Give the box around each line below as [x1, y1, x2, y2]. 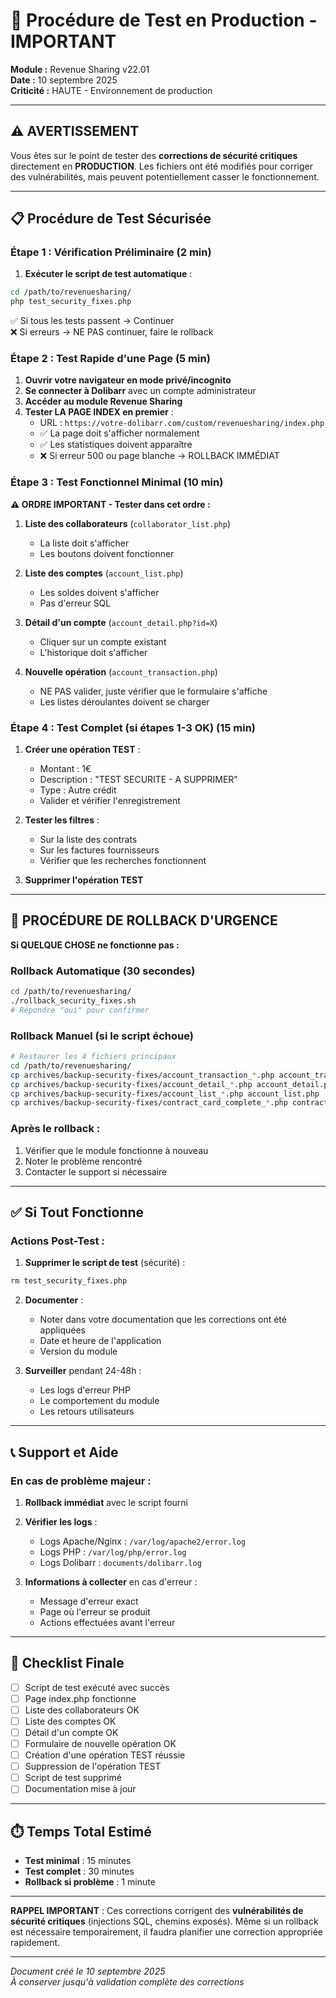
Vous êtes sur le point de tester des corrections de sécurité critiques [10, 149, 298, 161]
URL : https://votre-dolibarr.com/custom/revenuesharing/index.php [39, 417, 325, 429]
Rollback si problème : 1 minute [24, 1876, 156, 1888]
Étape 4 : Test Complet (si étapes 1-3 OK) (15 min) [10, 720, 257, 734]
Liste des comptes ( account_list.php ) [24, 567, 184, 579]
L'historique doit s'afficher [39, 646, 148, 658]
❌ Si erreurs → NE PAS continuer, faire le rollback [10, 326, 214, 338]
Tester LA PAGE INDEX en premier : [24, 406, 174, 418]
